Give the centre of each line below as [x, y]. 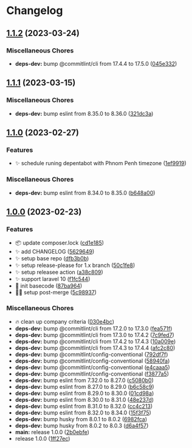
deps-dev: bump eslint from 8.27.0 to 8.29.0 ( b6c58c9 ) [84, 386]
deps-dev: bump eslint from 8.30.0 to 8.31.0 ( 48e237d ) [84, 399]
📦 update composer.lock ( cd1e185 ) [60, 243]
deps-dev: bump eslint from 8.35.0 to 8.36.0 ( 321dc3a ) [84, 113]
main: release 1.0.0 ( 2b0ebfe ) [52, 432]
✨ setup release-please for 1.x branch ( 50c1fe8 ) [75, 265]
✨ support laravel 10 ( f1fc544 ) [53, 279]
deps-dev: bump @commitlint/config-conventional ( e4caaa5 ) [92, 367]
